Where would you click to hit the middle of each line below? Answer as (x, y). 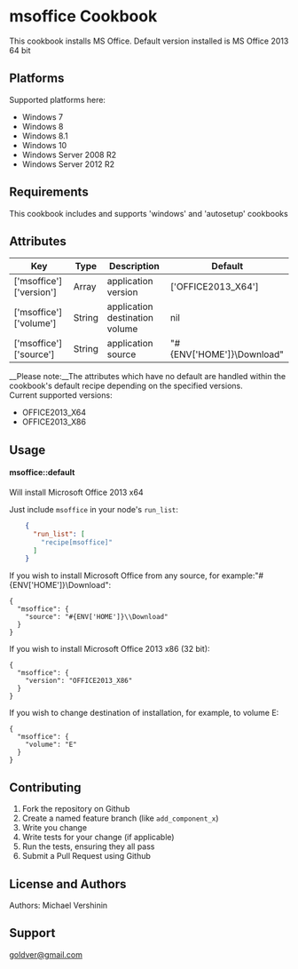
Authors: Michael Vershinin (59, 905)
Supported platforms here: (58, 99)
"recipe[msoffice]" (77, 542)
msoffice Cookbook (83, 16)
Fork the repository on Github (76, 809)
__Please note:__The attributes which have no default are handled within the (148, 377)
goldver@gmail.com (46, 954)
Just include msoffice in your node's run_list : (94, 509)
